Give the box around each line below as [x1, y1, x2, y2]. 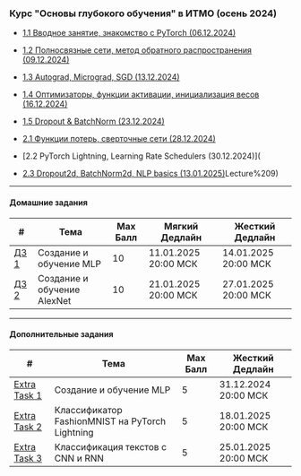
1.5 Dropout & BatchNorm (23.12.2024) [21, 116, 166, 127]
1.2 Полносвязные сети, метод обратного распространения [21, 45, 253, 56]
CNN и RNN [54, 452, 105, 464]
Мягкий [164, 220, 199, 232]
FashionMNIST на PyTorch [54, 415, 167, 428]
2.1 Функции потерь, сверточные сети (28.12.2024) [21, 134, 217, 144]
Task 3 [13, 452, 43, 464]
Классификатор [54, 403, 123, 416]
